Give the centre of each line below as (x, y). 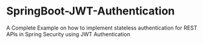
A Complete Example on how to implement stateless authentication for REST (102, 28)
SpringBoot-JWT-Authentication (91, 11)
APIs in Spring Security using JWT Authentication (68, 34)
